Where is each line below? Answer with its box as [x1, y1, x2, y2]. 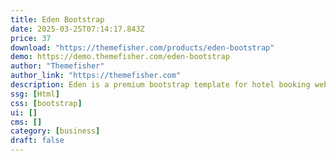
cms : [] [10, 117, 43, 127]
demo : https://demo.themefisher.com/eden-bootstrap [10, 52, 230, 62]
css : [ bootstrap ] [10, 98, 83, 108]
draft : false [10, 136, 65, 146]
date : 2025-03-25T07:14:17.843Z [10, 24, 145, 34]
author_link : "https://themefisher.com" [10, 71, 182, 81]
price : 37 [10, 33, 52, 43]
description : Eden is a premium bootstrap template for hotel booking [10, 80, 311, 90]
